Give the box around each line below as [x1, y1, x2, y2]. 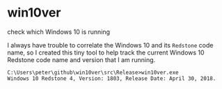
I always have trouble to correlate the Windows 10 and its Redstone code [7, 41, 214, 49]
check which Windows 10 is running [7, 28, 110, 36]
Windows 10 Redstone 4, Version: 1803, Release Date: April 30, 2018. [7, 75, 216, 82]
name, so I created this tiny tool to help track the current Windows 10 [7, 48, 205, 57]
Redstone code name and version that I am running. [7, 55, 156, 63]
